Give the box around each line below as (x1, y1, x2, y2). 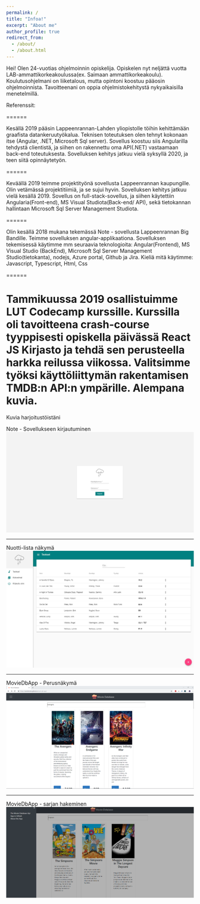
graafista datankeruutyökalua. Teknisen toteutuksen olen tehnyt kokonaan (6, 131, 188, 138)
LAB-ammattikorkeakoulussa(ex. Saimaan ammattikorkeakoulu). (6, 71, 163, 78)
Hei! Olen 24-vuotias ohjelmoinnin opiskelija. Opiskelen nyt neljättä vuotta (6, 65, 187, 72)
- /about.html (11, 48, 46, 54)
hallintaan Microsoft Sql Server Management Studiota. (6, 205, 139, 212)
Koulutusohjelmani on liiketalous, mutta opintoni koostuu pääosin (6, 77, 165, 84)
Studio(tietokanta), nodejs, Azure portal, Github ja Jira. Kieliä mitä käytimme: (6, 253, 193, 261)
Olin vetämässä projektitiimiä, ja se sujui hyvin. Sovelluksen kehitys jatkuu (6, 186, 187, 193)
